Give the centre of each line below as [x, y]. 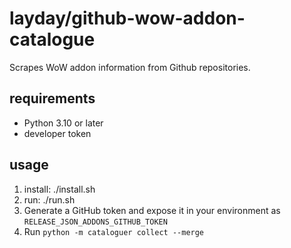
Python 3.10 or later [63, 123]
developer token [57, 133]
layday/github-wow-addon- [127, 18]
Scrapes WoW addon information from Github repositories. [130, 67]
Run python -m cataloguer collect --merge [114, 231]
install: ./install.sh [59, 189]
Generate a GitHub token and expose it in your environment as [152, 210]
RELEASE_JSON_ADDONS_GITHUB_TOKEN [95, 222]
